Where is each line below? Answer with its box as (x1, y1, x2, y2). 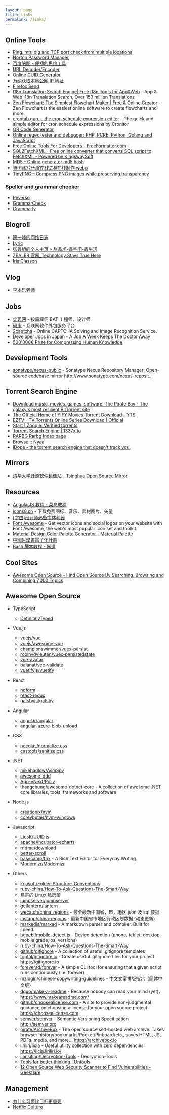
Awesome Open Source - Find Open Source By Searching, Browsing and (12, 571, 164, 578)
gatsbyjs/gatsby (20, 697, 54, 703)
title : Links (5, 12, 33, 17)
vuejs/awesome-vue (20, 640, 63, 646)
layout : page (5, 7, 33, 13)
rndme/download (20, 844, 57, 851)
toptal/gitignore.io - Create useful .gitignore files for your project (20, 953, 154, 959)
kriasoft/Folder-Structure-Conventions (20, 880, 100, 886)
